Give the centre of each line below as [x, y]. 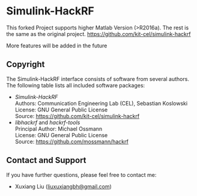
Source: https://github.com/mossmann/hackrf [72, 141]
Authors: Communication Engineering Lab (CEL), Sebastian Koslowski [101, 103]
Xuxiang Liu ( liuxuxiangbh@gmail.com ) [63, 186]
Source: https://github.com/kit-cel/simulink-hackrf [77, 116]
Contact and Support [46, 160]
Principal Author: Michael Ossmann [59, 129]
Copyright [26, 64]
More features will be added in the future [57, 46]
